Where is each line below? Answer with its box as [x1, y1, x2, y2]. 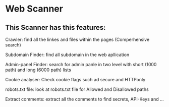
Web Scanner [5, 3, 63, 15]
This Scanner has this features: [5, 23, 106, 32]
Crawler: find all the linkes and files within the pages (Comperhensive [5, 36, 150, 42]
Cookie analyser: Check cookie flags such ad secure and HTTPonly [5, 77, 146, 82]
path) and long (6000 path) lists [5, 67, 72, 73]
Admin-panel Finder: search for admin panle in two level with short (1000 [5, 62, 157, 67]
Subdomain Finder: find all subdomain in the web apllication [5, 51, 130, 58]
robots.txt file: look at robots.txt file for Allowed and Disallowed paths [5, 86, 149, 92]
